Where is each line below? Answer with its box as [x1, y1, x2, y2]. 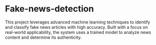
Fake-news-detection [5, 3, 94, 14]
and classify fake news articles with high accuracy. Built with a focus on [5, 24, 148, 30]
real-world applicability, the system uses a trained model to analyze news [5, 29, 151, 35]
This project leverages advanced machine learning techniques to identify [5, 19, 151, 25]
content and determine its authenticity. [5, 34, 82, 40]
